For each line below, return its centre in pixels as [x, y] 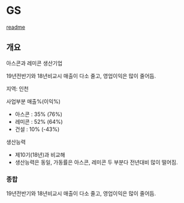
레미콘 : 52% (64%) [39, 121]
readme [16, 27]
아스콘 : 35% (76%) [39, 114]
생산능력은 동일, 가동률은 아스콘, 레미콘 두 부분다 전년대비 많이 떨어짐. [96, 162]
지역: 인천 [17, 88]
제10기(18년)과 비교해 [40, 154]
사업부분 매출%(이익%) [34, 101]
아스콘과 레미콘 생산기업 [34, 63]
